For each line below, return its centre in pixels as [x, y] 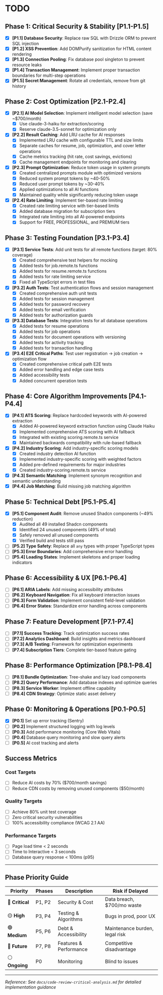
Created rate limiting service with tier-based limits [69, 206]
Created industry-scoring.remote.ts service [63, 470]
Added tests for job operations [50, 332]
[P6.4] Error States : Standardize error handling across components [80, 606]
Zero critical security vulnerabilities [47, 817]
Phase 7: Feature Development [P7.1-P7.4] [69, 621]
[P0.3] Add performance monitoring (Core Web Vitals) [66, 732]
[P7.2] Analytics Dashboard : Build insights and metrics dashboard [79, 639]
